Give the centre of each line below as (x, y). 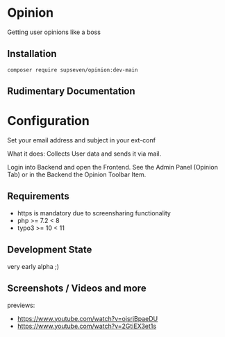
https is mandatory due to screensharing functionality (94, 213)
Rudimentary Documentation (71, 91)
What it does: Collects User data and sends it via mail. (84, 154)
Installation (32, 54)
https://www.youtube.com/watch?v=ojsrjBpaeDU (87, 318)
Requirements (38, 196)
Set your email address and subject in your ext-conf (82, 140)
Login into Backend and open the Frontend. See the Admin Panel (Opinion (113, 167)
